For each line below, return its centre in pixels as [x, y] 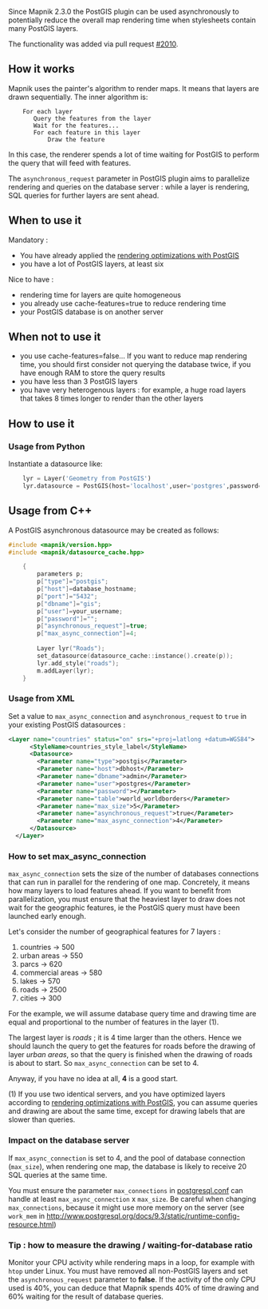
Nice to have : [31, 279]
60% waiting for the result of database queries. [86, 1296]
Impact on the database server [69, 1140]
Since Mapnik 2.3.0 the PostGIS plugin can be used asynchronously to [124, 12]
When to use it [45, 220]
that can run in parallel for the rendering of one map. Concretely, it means [129, 882]
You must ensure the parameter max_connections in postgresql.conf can [126, 1190]
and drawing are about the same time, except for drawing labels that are [127, 1111]
